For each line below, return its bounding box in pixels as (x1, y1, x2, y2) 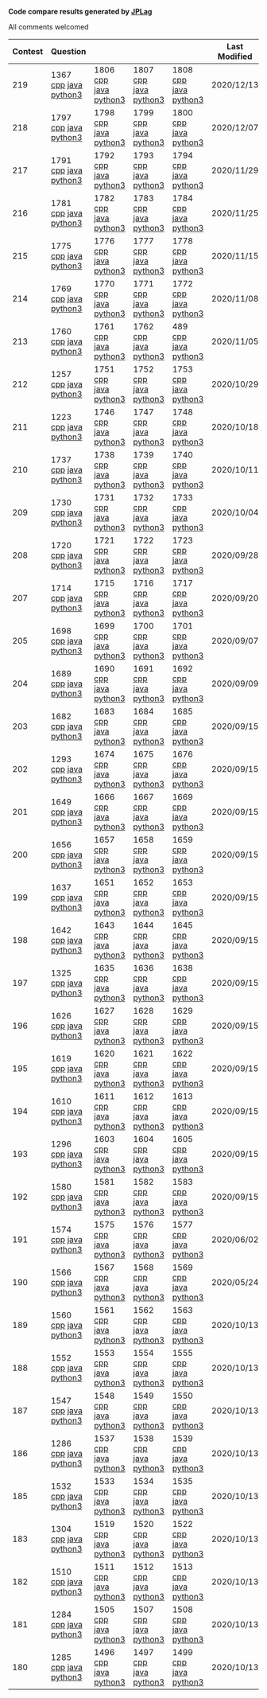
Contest (12, 46, 44, 56)
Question (50, 46, 87, 56)
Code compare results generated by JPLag (8, 7, 153, 16)
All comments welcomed (8, 22, 89, 31)
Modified (217, 51, 253, 62)
